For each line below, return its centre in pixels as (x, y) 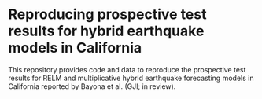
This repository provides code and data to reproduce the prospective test (127, 69)
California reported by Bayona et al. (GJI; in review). (92, 86)
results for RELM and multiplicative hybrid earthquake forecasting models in (131, 78)
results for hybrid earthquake (106, 31)
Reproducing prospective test (107, 15)
